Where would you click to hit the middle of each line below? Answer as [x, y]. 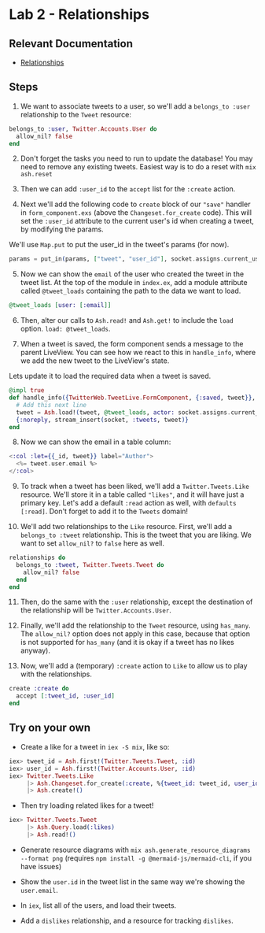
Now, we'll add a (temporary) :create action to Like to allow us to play [134, 666]
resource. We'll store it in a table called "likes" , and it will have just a [132, 494]
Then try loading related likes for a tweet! [87, 805]
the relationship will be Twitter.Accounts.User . [96, 610]
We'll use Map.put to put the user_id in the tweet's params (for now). [119, 245]
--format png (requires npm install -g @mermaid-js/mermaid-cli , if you [136, 858]
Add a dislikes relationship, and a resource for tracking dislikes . [127, 920]
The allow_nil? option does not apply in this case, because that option [135, 634]
